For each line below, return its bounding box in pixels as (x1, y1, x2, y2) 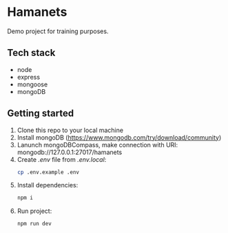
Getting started (7, 108, 74, 120)
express (17, 73, 40, 81)
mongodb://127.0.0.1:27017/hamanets (17, 148, 123, 156)
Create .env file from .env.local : (17, 155, 107, 163)
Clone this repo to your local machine (17, 126, 124, 134)
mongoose (17, 80, 48, 88)
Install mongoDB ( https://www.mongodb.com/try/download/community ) (17, 133, 222, 142)
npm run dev (17, 221, 52, 227)
